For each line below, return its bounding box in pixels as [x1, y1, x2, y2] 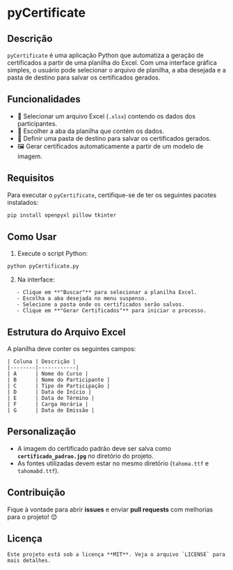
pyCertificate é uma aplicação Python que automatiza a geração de [7, 51, 204, 59]
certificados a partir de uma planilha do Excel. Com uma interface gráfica [7, 59, 217, 67]
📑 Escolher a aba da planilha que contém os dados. [17, 127, 165, 135]
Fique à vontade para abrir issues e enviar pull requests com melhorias [7, 505, 214, 514]
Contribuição [7, 486, 66, 499]
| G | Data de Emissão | [7, 407, 95, 414]
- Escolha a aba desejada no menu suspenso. [16, 295, 148, 302]
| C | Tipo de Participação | [7, 383, 111, 390]
